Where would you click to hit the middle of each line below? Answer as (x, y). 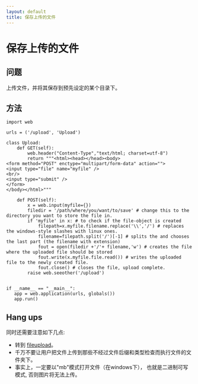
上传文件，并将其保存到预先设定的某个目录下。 (63, 87)
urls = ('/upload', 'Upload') (44, 133)
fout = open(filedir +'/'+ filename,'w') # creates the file (115, 247)
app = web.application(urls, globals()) (65, 294)
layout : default (26, 12)
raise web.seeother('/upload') (66, 273)
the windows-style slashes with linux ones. (62, 232)
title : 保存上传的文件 (31, 17)
